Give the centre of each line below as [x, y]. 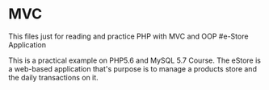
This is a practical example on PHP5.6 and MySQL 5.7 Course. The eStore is [134, 60]
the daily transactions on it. [53, 77]
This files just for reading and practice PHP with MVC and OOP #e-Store [128, 36]
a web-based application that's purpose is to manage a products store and [132, 68]
